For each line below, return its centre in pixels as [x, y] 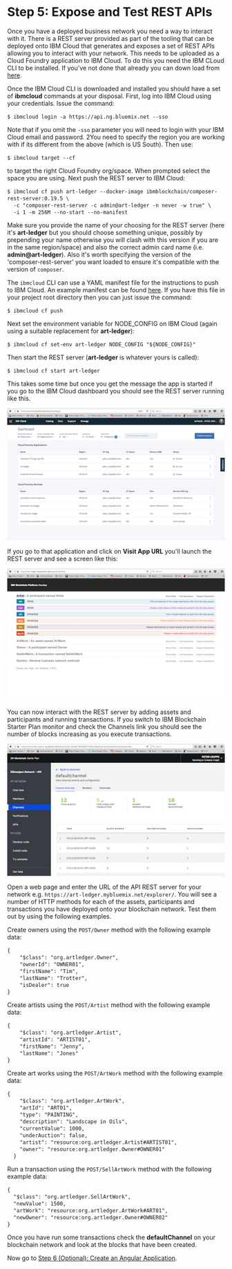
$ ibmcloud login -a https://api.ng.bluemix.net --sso [88, 117]
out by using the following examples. [59, 916]
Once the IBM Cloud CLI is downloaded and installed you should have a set [114, 88]
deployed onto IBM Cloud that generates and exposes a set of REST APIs [111, 46]
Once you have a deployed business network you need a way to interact [110, 31]
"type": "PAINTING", [49, 1115]
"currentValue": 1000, [52, 1128]
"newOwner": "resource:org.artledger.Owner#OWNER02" [91, 1217]
